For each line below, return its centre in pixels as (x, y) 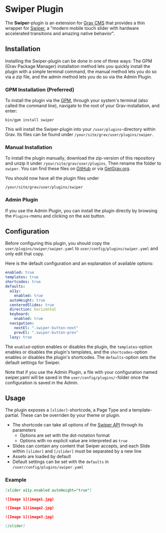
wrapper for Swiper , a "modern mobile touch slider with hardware (72, 28)
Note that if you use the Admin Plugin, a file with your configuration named (81, 372)
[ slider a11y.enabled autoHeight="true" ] (49, 490)
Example (16, 480)
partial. (12, 415)
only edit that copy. (25, 254)
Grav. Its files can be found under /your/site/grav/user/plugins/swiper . (79, 134)
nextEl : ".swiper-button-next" (46, 328)
